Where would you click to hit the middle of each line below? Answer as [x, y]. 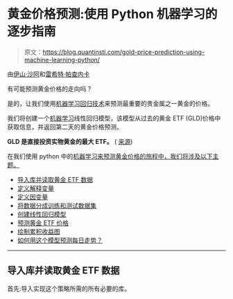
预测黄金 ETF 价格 [43, 223]
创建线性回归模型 [42, 214]
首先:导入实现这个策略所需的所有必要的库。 [69, 289]
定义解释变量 [35, 188]
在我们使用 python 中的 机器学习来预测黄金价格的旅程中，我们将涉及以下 [110, 156]
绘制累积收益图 [38, 231]
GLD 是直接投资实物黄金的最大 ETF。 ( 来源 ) [70, 141]
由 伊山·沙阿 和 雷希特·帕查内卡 [49, 74]
